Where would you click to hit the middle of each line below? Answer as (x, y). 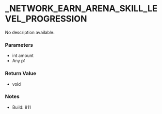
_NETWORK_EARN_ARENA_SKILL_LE (81, 9)
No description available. (30, 32)
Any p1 (19, 61)
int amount (23, 56)
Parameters (19, 45)
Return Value (21, 74)
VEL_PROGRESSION (46, 19)
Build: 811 (21, 107)
